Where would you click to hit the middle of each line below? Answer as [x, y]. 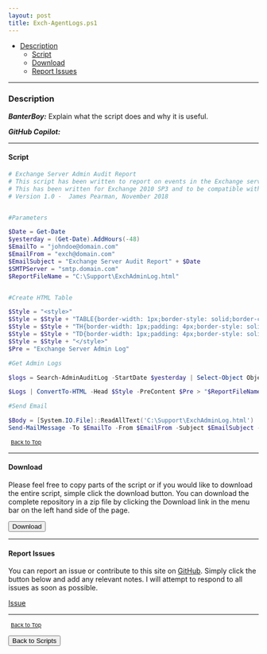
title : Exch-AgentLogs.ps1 [53, 23]
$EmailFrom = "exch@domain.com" [62, 254]
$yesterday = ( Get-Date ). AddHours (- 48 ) [74, 239]
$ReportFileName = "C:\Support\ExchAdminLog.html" [94, 276]
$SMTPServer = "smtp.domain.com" [64, 269]
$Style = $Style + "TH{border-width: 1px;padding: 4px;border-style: [126, 327]
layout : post [30, 15]
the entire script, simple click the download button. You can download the [129, 493]
